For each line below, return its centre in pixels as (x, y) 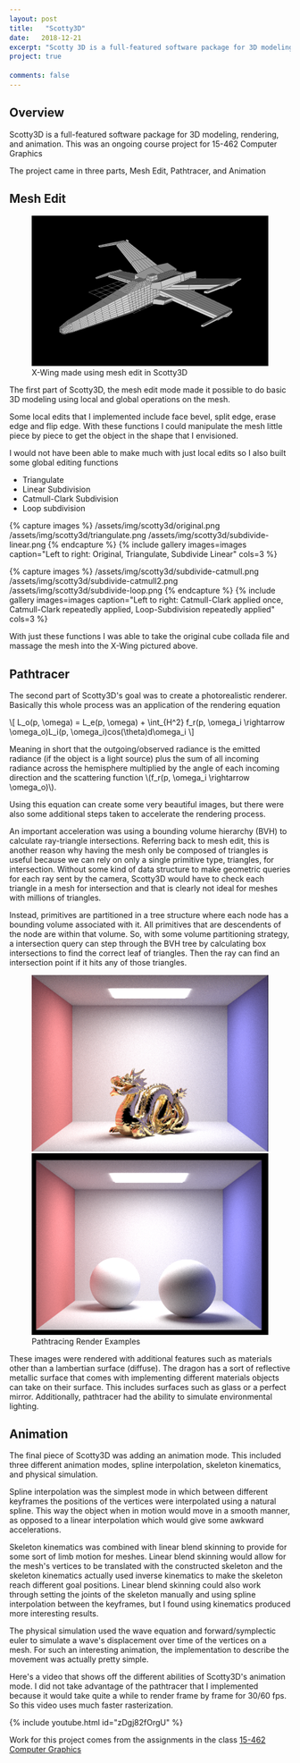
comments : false (39, 76)
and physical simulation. (54, 1474)
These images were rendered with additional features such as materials (141, 1358)
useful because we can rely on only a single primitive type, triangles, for (142, 860)
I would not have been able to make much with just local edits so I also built (148, 453)
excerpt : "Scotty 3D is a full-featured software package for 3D (133, 47)
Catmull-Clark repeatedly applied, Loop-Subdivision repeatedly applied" (142, 610)
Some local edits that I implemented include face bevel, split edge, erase (143, 417)
